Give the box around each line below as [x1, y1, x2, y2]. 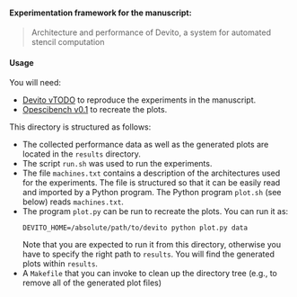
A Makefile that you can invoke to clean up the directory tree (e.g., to [22, 268, 278, 279]
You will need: [9, 77, 61, 88]
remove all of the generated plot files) [22, 277, 162, 288]
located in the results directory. [22, 148, 142, 159]
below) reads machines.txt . [22, 196, 124, 207]
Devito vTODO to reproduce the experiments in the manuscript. [22, 94, 257, 105]
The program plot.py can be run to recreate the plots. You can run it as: [22, 206, 289, 217]
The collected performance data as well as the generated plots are [22, 139, 269, 150]
